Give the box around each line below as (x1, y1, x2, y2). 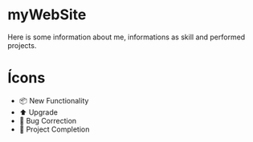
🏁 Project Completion (18, 124, 90, 134)
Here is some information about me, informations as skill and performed (7, 32, 246, 42)
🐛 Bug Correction (18, 116, 77, 125)
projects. (7, 40, 37, 50)
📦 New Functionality (18, 95, 89, 105)
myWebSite (7, 6, 87, 24)
